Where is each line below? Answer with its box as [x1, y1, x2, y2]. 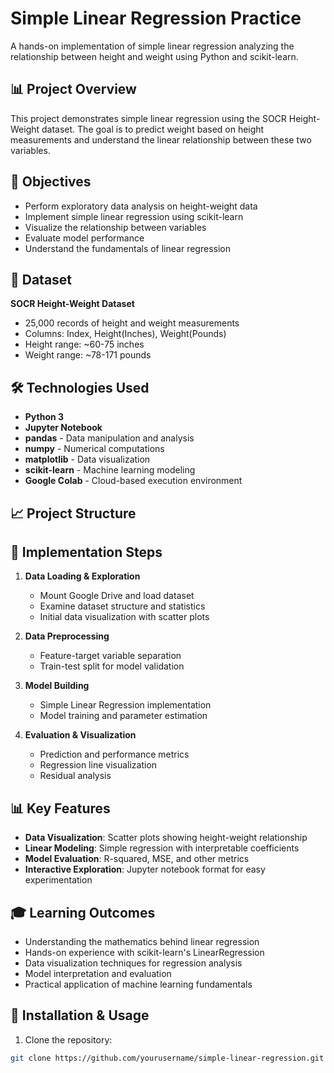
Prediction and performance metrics [39, 748, 190, 761]
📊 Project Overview [10, 81, 137, 98]
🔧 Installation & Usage [10, 1007, 150, 1024]
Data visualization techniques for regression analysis [24, 957, 243, 969]
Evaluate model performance [24, 232, 145, 244]
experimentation [24, 874, 93, 886]
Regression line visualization [39, 759, 158, 771]
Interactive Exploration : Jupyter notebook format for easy [24, 863, 266, 876]
